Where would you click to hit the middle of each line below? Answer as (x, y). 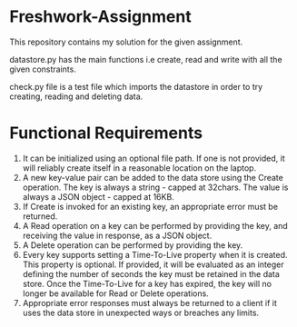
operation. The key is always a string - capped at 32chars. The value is (155, 187)
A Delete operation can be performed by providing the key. (133, 245)
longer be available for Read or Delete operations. (115, 293)
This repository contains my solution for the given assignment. (126, 42)
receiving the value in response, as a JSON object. (117, 235)
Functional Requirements (106, 133)
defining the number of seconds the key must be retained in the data (151, 273)
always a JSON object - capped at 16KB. (98, 196)
